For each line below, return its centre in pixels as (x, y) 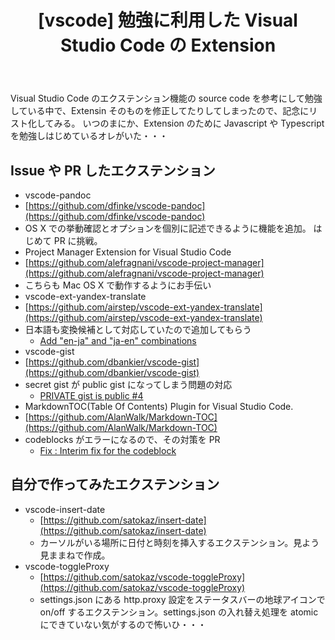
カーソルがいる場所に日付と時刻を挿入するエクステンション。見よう (179, 542)
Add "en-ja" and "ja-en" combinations (118, 340)
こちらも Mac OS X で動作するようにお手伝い (118, 285)
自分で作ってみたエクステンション (115, 484)
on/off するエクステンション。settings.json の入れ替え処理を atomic (179, 612)
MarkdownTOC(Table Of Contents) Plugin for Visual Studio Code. (159, 406)
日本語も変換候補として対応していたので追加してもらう (138, 329)
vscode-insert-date (65, 509)
